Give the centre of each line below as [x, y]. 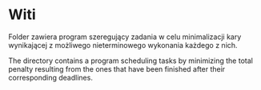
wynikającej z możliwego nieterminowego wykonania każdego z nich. [123, 45]
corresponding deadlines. [51, 77]
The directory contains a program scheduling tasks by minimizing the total [131, 61]
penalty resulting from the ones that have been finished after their [117, 68]
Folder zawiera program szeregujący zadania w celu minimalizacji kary [125, 37]
